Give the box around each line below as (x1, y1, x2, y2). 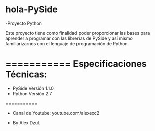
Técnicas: (5, 69, 47, 80)
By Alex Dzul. (12, 119, 40, 126)
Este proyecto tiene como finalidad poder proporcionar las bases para (5, 30, 150, 36)
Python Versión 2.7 (12, 90, 52, 96)
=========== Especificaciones (5, 58, 147, 70)
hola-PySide (5, 4, 58, 15)
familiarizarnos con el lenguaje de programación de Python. (5, 40, 129, 46)
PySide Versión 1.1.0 (12, 85, 54, 91)
